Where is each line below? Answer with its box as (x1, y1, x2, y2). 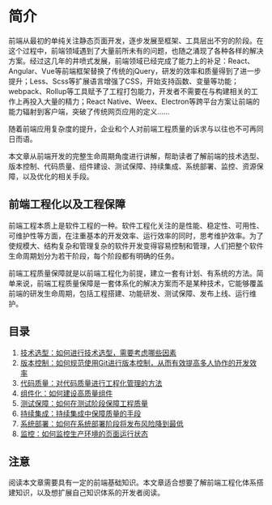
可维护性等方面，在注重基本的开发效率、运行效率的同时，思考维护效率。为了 (8, 230, 264, 240)
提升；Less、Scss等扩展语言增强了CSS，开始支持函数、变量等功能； (8, 76, 239, 86)
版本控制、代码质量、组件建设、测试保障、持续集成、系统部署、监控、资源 (8, 161, 257, 171)
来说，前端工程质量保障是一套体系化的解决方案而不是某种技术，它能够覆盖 (15, 278, 264, 288)
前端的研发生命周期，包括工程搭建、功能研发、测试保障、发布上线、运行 (8, 289, 249, 298)
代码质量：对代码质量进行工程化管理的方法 (19, 378, 163, 387)
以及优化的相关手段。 (22, 171, 94, 181)
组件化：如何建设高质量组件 (19, 388, 113, 398)
